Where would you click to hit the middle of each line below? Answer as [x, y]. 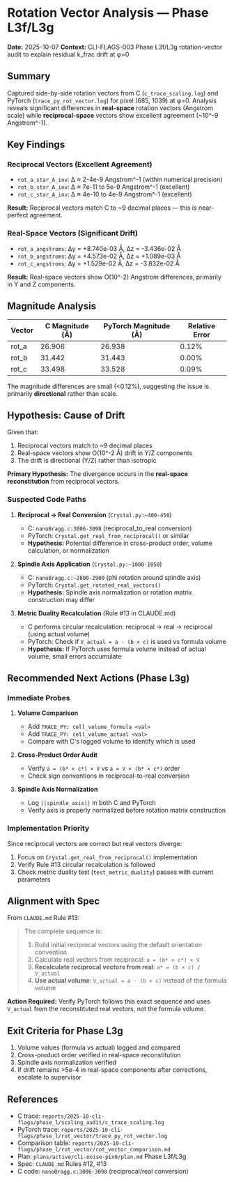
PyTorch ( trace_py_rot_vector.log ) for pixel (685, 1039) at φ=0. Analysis [112, 100]
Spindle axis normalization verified [67, 1062]
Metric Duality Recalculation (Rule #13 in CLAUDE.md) [96, 613]
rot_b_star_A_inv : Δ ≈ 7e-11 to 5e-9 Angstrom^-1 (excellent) [103, 187]
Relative [202, 325]
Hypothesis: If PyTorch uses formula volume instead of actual [117, 649]
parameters [34, 879]
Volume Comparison [48, 713]
